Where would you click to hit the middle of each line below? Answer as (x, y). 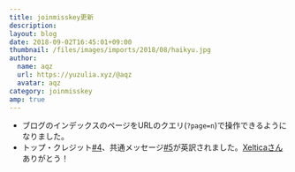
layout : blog (33, 34)
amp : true (27, 99)
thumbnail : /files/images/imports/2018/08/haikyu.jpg (110, 50)
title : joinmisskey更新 (52, 17)
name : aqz (35, 67)
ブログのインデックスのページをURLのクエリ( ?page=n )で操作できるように (154, 125)
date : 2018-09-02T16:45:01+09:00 (71, 42)
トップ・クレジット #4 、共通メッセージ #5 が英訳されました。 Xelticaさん (152, 147)
